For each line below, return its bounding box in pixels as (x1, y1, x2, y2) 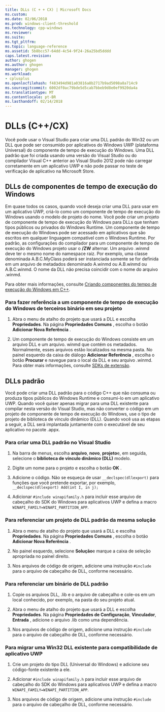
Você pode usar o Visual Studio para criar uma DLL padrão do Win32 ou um (5, 137, 159, 143)
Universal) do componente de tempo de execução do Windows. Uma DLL (5, 147, 154, 153)
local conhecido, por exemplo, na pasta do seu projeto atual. (12, 596, 135, 603)
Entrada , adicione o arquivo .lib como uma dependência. (12, 617, 129, 623)
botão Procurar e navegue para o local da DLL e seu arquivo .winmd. (12, 357, 153, 363)
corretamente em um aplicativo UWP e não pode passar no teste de (5, 163, 143, 169)
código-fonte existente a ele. (12, 667, 71, 672)
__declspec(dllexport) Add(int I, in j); (12, 485, 99, 490)
